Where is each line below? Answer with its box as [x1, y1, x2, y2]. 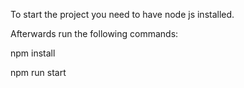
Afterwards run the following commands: [10, 28, 179, 39]
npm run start [10, 67, 67, 78]
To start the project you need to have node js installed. [10, 9, 235, 20]
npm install [10, 47, 56, 59]
